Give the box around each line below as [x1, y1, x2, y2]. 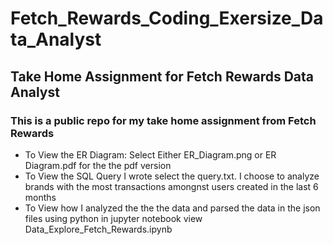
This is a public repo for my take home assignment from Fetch [10, 113, 317, 127]
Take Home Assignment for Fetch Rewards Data [10, 68, 315, 85]
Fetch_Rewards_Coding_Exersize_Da [10, 7, 324, 30]
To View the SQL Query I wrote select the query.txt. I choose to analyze [24, 170, 320, 182]
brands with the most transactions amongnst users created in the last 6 [24, 180, 319, 192]
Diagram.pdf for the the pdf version [24, 159, 172, 171]
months [24, 191, 57, 203]
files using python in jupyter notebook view [24, 212, 203, 224]
